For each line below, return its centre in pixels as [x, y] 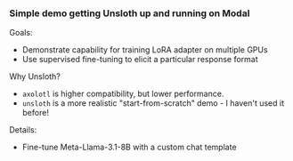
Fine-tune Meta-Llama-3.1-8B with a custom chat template [130, 147]
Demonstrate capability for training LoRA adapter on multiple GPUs [145, 50]
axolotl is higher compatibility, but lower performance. [123, 94]
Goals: [21, 33]
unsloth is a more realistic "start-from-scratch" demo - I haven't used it [153, 103]
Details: [23, 130]
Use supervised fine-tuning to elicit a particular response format [140, 60]
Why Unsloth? [35, 76]
